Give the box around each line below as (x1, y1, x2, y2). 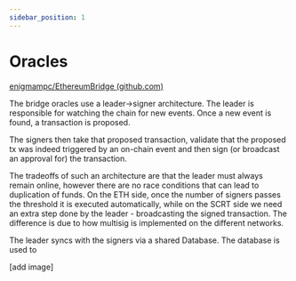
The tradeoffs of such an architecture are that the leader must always (9, 170, 264, 181)
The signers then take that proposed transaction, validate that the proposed (9, 134, 286, 145)
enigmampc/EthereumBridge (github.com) (9, 81, 164, 92)
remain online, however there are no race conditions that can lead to (9, 180, 260, 190)
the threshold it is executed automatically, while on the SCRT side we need (9, 198, 283, 209)
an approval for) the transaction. (9, 153, 127, 164)
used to (9, 244, 37, 254)
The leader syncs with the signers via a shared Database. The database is (9, 235, 280, 245)
